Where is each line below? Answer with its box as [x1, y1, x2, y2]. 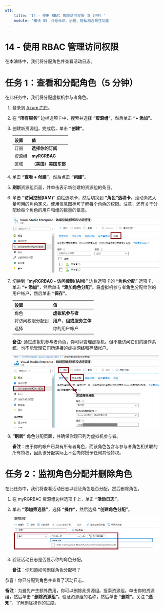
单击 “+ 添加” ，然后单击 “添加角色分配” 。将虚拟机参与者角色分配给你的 [12, 284, 156, 290]
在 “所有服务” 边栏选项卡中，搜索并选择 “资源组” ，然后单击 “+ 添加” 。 [12, 115, 155, 121]
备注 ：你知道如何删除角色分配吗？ [12, 567, 81, 572]
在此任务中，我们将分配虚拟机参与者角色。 [5, 94, 91, 100]
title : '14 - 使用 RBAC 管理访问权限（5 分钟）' [14, 13, 106, 18]
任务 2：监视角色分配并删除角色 [5, 468, 133, 480]
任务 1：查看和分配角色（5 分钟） [5, 77, 138, 88]
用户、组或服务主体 [53, 318, 92, 324]
